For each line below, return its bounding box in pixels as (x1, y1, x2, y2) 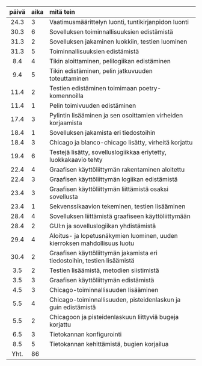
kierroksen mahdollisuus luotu (49, 239, 134, 247)
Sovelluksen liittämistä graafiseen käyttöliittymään (49, 212, 191, 220)
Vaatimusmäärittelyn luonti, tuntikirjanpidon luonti (49, 18, 189, 26)
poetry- (138, 84, 161, 92)
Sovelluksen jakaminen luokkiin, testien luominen (49, 37, 188, 46)
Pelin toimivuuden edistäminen (49, 102, 136, 110)
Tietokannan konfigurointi (49, 330, 122, 338)
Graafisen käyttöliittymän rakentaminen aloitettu (49, 166, 185, 173)
